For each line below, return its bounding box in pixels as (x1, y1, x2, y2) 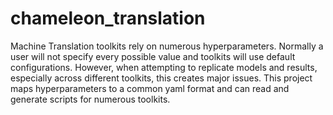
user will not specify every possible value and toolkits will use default (10, 50, 296, 62)
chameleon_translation (10, 7, 206, 30)
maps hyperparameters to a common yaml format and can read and (10, 82, 290, 94)
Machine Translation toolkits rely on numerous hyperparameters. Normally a (10, 40, 324, 52)
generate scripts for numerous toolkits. (10, 93, 171, 105)
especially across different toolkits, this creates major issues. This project (10, 72, 313, 84)
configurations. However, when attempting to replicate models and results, (10, 61, 318, 73)
